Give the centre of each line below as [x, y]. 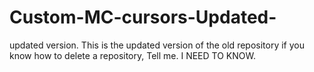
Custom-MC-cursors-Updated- [143, 17]
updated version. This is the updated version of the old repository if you [157, 45]
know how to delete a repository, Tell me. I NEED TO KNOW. [132, 55]
